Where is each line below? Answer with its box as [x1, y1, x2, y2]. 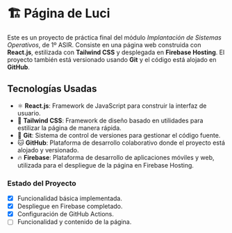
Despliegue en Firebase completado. [17, 202, 123, 211]
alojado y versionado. [17, 145, 79, 154]
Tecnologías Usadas [7, 83, 97, 95]
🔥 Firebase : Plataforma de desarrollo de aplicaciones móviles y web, [17, 153, 215, 161]
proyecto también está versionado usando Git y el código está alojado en [7, 55, 217, 63]
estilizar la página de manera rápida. [17, 123, 122, 132]
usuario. [17, 109, 41, 117]
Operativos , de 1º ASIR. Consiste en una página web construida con [7, 40, 201, 49]
